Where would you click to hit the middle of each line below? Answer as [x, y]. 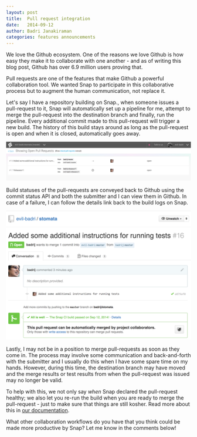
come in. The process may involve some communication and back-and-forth [98, 355]
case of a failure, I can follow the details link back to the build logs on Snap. [97, 202]
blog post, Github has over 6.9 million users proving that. [74, 67]
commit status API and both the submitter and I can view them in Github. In [96, 196]
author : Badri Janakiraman [39, 31]
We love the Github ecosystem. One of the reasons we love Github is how [95, 55]
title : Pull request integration [48, 19]
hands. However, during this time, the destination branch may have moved [96, 368]
